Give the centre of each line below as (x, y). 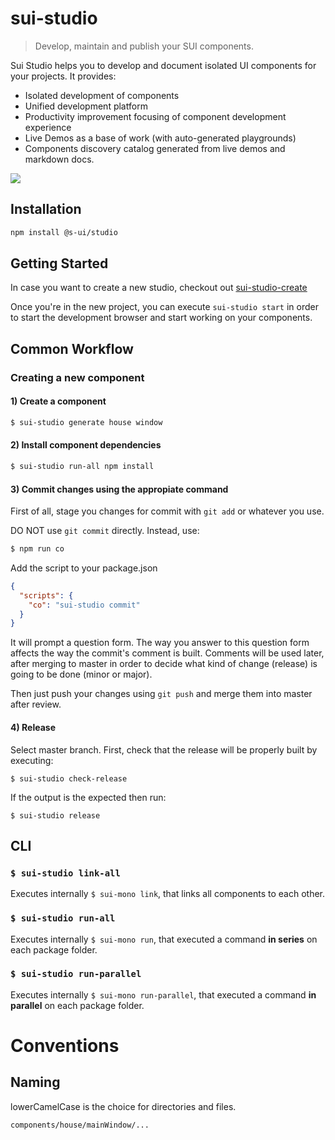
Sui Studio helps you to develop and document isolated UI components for (163, 65)
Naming (35, 1082)
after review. (36, 704)
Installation (46, 209)
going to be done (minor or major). (81, 674)
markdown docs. (59, 159)
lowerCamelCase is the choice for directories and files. (123, 1106)
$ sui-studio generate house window (86, 422)
